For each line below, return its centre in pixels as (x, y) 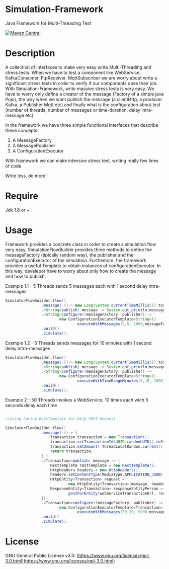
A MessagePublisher (34, 145)
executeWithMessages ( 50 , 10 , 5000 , (113, 512)
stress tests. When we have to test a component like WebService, (73, 72)
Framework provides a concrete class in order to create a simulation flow (81, 244)
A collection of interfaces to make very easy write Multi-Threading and (78, 67)
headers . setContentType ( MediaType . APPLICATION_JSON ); (108, 475)
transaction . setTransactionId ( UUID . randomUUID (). (103, 442)
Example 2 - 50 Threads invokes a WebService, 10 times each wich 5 (77, 400)
